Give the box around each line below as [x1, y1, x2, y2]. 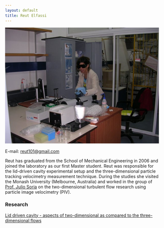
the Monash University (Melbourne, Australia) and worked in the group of [5, 178, 153, 184]
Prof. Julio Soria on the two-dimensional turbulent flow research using [5, 184, 146, 190]
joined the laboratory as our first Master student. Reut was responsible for [5, 163, 154, 169]
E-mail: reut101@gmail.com [5, 148, 60, 154]
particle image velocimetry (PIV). [5, 189, 71, 195]
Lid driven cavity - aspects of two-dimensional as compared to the [5, 212, 139, 218]
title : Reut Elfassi [5, 13, 47, 18]
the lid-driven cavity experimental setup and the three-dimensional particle [5, 168, 156, 174]
